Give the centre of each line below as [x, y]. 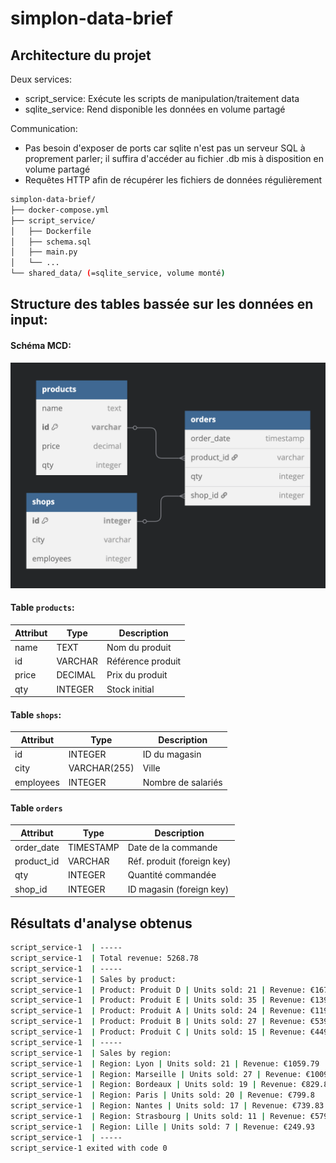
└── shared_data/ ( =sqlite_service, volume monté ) [118, 273]
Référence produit [144, 661]
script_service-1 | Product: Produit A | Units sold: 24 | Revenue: [158, 1011]
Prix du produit [137, 675]
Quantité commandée [172, 875]
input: [29, 320]
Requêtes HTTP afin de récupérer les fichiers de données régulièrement [173, 180]
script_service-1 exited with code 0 [89, 1148]
